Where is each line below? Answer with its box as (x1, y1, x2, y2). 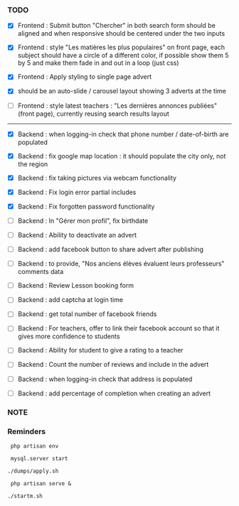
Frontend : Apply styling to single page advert (17, 73, 152, 81)
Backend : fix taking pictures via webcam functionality (17, 173, 176, 182)
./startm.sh (7, 492, 43, 500)
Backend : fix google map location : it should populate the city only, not (17, 151, 226, 160)
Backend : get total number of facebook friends (17, 310, 157, 318)
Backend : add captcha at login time (17, 295, 123, 304)
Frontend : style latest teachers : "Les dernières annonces (17, 101, 188, 110)
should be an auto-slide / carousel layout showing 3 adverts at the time (17, 87, 226, 96)
